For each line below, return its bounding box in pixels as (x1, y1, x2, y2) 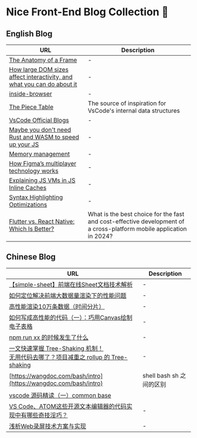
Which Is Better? (9, 225, 55, 233)
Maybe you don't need (9, 126, 72, 134)
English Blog (6, 29, 53, 39)
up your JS (9, 140, 39, 149)
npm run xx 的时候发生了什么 (9, 333, 89, 341)
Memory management (9, 150, 70, 158)
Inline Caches (9, 184, 47, 191)
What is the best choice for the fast (87, 210, 185, 218)
